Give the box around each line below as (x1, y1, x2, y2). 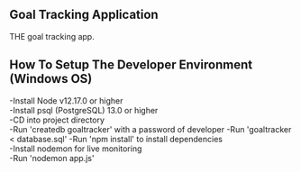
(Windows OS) (9, 71, 93, 86)
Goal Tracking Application (9, 7, 160, 23)
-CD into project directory (9, 114, 105, 125)
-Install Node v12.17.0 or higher (9, 95, 123, 106)
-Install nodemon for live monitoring (9, 143, 142, 154)
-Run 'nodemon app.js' (9, 152, 95, 163)
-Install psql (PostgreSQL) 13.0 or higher (9, 104, 159, 115)
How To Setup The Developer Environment (9, 58, 253, 73)
